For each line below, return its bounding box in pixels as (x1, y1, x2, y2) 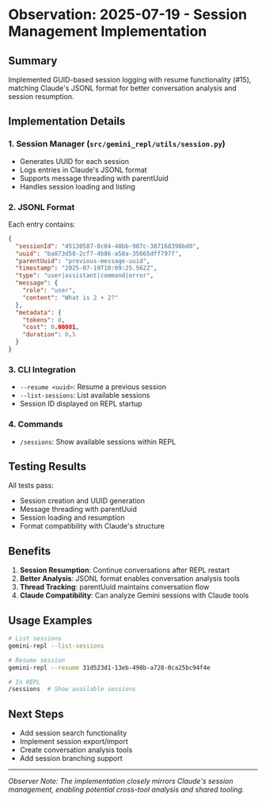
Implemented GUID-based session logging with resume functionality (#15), (8, 75, 252, 84)
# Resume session (8, 656, 66, 664)
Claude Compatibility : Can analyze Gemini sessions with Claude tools (19, 590, 249, 600)
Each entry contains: (8, 220, 76, 229)
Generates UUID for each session (19, 156, 129, 166)
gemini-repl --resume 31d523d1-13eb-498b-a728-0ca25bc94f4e (8, 663, 211, 671)
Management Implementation (8, 22, 207, 40)
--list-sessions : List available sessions (19, 391, 150, 400)
